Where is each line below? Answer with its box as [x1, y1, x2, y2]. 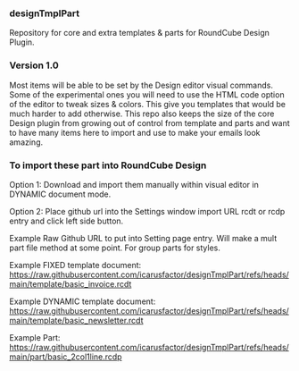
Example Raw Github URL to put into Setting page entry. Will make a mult [9, 232, 278, 243]
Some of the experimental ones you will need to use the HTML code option [9, 89, 285, 100]
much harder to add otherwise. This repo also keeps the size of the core [9, 108, 275, 119]
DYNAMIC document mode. [9, 189, 112, 199]
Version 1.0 [9, 59, 60, 72]
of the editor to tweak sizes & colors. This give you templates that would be [9, 98, 287, 109]
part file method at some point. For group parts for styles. [9, 242, 221, 253]
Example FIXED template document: [9, 259, 142, 270]
